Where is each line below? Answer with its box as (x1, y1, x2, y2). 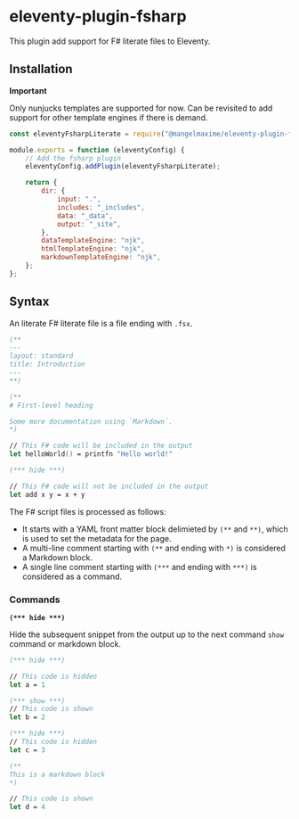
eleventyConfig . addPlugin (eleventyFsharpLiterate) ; (25, 162, 221, 171)
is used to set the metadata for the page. (21, 533, 172, 543)
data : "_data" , (56, 211, 114, 220)
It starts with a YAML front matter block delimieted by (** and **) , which (21, 524, 288, 534)
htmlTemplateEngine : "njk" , (41, 244, 145, 253)
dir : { (41, 186, 66, 195)
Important (9, 85, 47, 95)
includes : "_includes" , (56, 203, 145, 211)
